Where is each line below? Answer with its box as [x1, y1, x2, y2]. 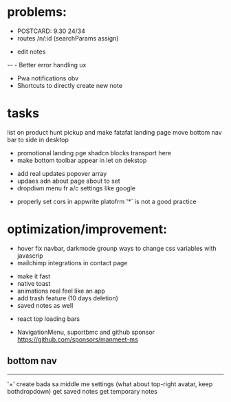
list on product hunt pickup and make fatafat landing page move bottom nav [7, 128, 222, 136]
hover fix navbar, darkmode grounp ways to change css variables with [16, 244, 217, 252]
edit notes [16, 47, 46, 56]
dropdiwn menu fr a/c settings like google [16, 183, 136, 192]
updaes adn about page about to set [16, 177, 120, 185]
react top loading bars [16, 314, 80, 323]
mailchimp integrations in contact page [16, 258, 128, 267]
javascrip [16, 252, 43, 260]
